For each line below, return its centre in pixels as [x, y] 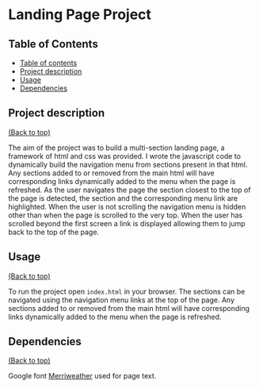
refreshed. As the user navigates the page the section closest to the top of [129, 190]
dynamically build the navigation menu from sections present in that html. [128, 164]
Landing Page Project [80, 15]
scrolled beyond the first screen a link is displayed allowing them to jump [127, 223]
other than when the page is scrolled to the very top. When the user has [126, 215]
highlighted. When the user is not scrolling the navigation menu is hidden [127, 206]
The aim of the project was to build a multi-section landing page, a [116, 148]
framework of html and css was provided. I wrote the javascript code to [125, 156]
